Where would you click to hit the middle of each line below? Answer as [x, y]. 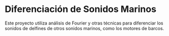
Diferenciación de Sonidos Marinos [80, 9]
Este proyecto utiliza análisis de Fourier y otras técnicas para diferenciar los [84, 23]
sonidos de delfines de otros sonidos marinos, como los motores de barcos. [84, 28]
